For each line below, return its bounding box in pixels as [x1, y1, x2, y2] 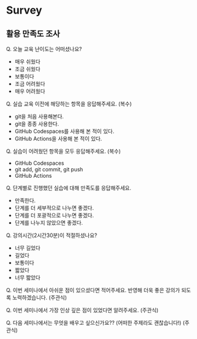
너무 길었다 [14, 244, 41, 251]
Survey [6, 4, 43, 17]
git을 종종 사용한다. [14, 120, 59, 127]
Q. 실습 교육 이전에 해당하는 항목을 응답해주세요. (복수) [6, 100, 132, 107]
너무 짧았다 [14, 274, 41, 281]
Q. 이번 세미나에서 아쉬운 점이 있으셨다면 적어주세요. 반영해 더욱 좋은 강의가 [6, 287, 180, 293]
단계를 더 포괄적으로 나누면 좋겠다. [14, 212, 94, 219]
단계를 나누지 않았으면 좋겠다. [14, 219, 83, 226]
